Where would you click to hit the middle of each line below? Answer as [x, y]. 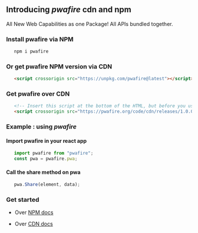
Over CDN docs [34, 224]
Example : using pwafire [41, 127]
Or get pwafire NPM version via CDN [59, 66]
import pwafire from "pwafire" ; [54, 153]
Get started [23, 200]
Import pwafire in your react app [47, 140]
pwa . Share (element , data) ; [47, 185]
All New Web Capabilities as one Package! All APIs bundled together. [90, 24]
